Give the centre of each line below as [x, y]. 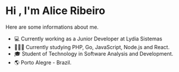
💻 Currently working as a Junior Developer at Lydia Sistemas [88, 39]
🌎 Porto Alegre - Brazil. [43, 62]
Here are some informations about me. [52, 27]
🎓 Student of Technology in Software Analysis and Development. [94, 53]
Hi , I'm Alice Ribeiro [55, 11]
